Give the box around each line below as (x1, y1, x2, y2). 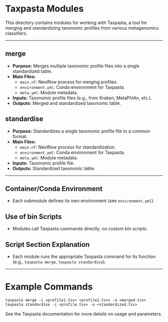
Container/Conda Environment (5, 184, 102, 193)
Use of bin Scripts (5, 212, 62, 221)
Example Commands (5, 281, 93, 292)
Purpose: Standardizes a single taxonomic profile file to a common (12, 128, 150, 134)
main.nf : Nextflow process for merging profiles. (19, 79, 118, 85)
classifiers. (5, 30, 27, 36)
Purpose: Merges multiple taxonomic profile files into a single (12, 63, 140, 69)
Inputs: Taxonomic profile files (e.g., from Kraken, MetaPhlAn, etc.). (12, 95, 152, 101)
